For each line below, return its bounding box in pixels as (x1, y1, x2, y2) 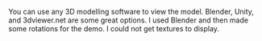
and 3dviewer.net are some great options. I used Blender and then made (8, 15, 248, 25)
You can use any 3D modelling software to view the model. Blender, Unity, (8, 7, 254, 16)
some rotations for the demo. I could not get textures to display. (8, 24, 220, 33)
